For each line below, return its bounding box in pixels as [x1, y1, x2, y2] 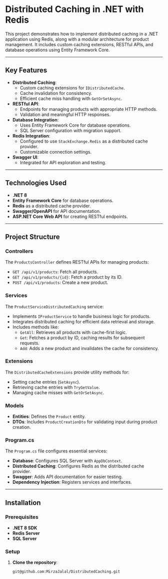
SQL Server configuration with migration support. [19, 127, 121, 134]
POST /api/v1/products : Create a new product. [12, 280, 108, 286]
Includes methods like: [12, 324, 59, 330]
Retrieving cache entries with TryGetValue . [12, 384, 100, 390]
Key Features [5, 66, 47, 75]
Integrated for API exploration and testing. [19, 159, 106, 165]
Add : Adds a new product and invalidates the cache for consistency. [19, 345, 159, 351]
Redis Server [12, 530, 40, 536]
